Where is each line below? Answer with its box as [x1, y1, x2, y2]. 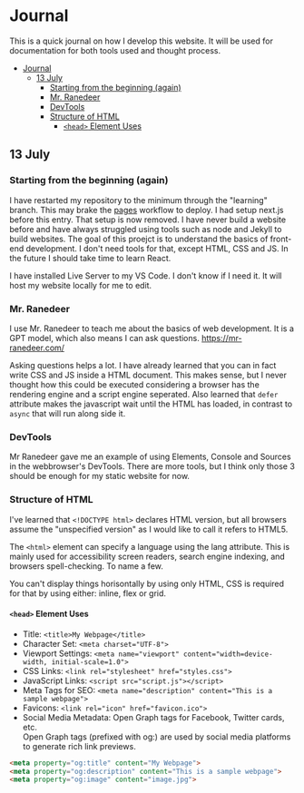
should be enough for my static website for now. [9, 471, 191, 482]
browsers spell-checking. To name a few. [9, 560, 163, 572]
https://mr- [201, 332, 242, 343]
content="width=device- [182, 650, 274, 659]
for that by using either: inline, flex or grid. [9, 587, 166, 599]
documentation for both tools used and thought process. [9, 44, 221, 55]
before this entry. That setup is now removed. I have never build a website [9, 214, 287, 225]
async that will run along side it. [9, 407, 126, 418]
